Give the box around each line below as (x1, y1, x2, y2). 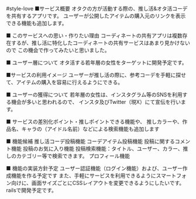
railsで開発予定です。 (6, 187, 57, 194)
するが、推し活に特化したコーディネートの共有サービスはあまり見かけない (11, 40, 190, 46)
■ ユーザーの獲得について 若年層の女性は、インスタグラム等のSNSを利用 (6, 91, 183, 98)
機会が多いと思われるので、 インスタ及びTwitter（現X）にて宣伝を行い (11, 99, 181, 105)
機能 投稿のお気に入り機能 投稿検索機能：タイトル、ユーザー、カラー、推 (11, 145, 188, 152)
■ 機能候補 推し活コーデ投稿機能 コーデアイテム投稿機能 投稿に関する (6, 138, 176, 145)
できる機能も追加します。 (6, 20, 67, 26)
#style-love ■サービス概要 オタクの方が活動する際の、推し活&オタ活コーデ (6, 5, 188, 12)
